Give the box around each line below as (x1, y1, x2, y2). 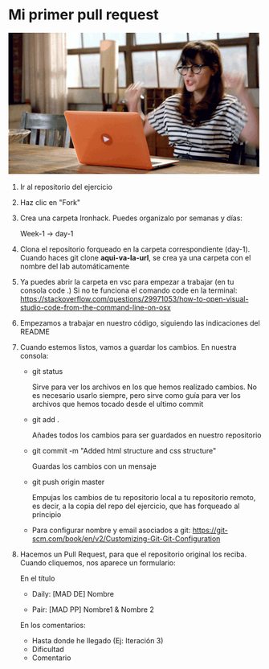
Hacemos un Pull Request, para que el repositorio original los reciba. (19, 549, 247, 559)
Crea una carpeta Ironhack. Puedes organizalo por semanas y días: (19, 213, 243, 223)
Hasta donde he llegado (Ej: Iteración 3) (31, 635, 164, 645)
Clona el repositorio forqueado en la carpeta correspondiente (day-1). (19, 244, 251, 254)
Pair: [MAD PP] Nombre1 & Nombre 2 (31, 605, 154, 614)
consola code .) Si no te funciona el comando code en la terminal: (19, 285, 238, 295)
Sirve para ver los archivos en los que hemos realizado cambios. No (31, 382, 258, 392)
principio (31, 509, 62, 519)
